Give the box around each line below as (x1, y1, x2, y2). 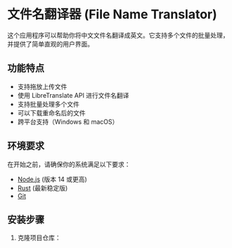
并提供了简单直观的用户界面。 (7, 39, 94, 48)
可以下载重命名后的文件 (17, 108, 86, 117)
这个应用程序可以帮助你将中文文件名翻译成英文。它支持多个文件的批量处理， (7, 31, 229, 39)
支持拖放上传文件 (17, 82, 67, 91)
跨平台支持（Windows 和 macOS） (17, 117, 119, 126)
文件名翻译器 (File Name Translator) (7, 6, 218, 22)
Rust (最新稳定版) (17, 183, 68, 192)
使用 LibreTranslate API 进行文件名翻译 (17, 91, 129, 99)
